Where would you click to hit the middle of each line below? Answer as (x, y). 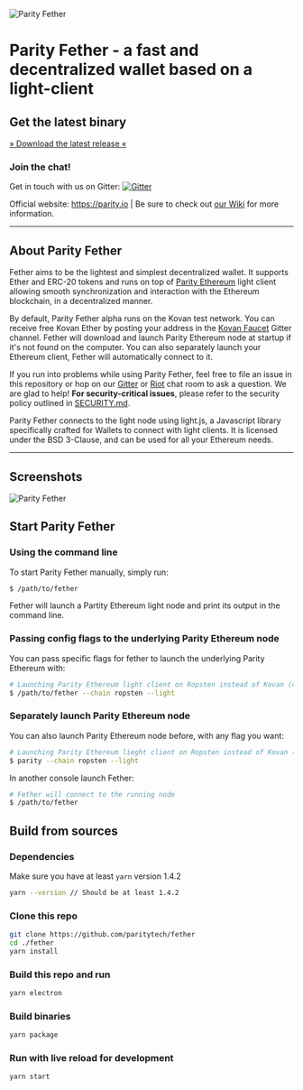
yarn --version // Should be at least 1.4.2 (94, 893)
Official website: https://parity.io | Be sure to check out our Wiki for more (144, 204)
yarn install (34, 951)
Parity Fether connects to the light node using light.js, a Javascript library (145, 420)
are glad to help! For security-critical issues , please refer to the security (145, 393)
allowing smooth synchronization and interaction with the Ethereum (134, 291)
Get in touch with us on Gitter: (65, 187)
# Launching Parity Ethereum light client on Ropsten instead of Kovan (147, 684)
